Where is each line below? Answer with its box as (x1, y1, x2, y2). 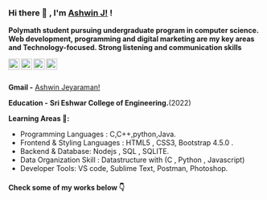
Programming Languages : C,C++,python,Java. (19, 129, 177, 140)
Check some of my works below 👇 (8, 182, 125, 192)
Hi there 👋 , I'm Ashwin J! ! (8, 7, 113, 19)
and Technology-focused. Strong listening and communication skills (8, 43, 242, 52)
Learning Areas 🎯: (8, 114, 70, 123)
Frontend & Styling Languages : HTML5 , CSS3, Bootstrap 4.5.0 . (19, 138, 234, 148)
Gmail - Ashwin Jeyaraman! (8, 82, 101, 92)
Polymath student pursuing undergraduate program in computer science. (8, 26, 260, 35)
